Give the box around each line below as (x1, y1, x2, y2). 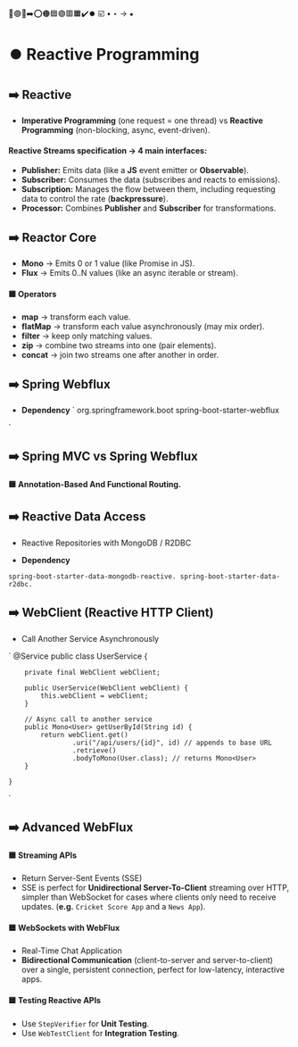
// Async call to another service (24, 714, 153, 724)
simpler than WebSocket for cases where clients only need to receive (21, 892, 277, 902)
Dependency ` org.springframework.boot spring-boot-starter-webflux (21, 405, 280, 416)
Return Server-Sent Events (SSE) (21, 873, 143, 884)
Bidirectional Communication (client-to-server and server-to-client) (21, 955, 274, 966)
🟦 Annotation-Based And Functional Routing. (8, 479, 182, 490)
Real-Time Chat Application (21, 945, 122, 956)
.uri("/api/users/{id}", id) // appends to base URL (71, 738, 273, 747)
